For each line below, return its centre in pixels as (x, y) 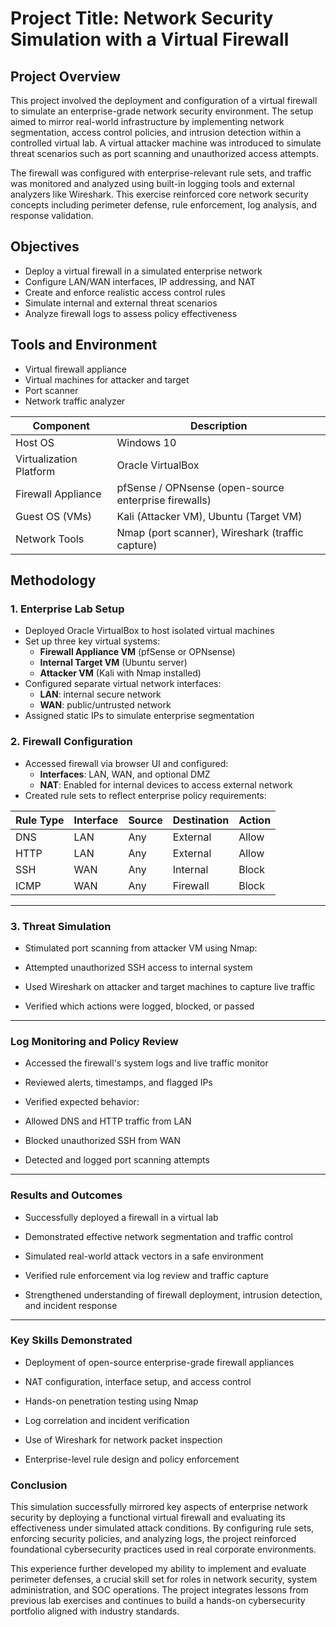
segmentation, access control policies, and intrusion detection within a (156, 132)
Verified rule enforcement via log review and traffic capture (146, 1275)
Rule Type (40, 820)
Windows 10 (146, 442)
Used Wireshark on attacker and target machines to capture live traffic (170, 986)
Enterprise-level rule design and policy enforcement (132, 1459)
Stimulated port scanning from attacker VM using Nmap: (141, 948)
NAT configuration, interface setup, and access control (138, 1381)
